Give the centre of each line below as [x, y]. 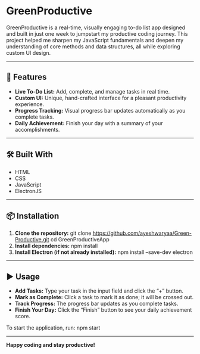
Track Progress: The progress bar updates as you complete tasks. [96, 304]
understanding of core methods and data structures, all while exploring [93, 46]
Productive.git [32, 240]
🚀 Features [26, 77]
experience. [29, 104]
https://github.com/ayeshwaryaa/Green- [142, 233]
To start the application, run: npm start [53, 328]
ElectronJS [28, 191]
